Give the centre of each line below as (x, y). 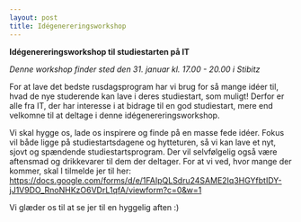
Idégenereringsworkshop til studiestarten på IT (100, 51)
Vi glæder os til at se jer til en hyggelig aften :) (94, 207)
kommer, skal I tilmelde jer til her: (71, 171)
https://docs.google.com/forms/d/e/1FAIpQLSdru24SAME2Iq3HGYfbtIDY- (146, 180)
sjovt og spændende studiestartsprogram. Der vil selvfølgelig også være (143, 151)
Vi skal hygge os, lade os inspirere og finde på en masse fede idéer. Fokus (147, 132)
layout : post (34, 18)
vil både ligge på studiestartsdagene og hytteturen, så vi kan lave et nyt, (143, 142)
